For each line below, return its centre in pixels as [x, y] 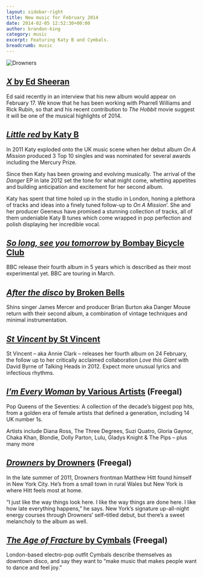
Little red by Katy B [43, 135]
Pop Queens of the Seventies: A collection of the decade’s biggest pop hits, [100, 406]
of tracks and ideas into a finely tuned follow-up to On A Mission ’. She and [98, 205]
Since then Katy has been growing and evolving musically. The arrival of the [101, 174]
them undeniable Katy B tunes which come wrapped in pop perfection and [99, 218]
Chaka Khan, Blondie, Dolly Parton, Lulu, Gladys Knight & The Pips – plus [97, 437]
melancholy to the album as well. [47, 521]
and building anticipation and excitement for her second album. [85, 187]
